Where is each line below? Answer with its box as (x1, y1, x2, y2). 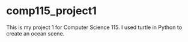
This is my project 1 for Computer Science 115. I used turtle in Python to (6, 24, 182, 31)
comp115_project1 (6, 4, 97, 18)
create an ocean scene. (6, 30, 65, 37)
